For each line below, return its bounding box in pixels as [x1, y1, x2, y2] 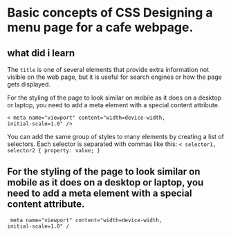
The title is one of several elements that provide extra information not [7, 66, 210, 73]
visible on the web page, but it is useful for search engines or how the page [7, 73, 223, 81]
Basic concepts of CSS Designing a [7, 5, 213, 21]
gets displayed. [7, 80, 50, 88]
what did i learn [7, 47, 75, 59]
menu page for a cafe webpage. [7, 19, 194, 35]
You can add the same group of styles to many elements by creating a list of [7, 133, 225, 140]
